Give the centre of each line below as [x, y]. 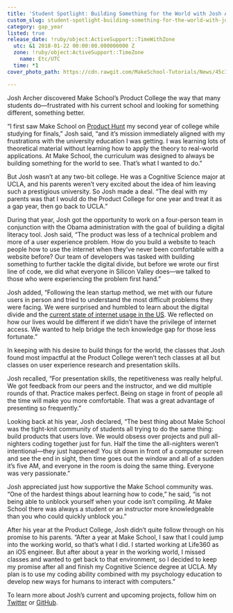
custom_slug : [26, 20]
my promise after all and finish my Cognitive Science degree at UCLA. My [112, 566]
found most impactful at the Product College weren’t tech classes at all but [114, 357]
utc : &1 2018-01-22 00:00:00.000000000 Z [74, 46]
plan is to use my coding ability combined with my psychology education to [115, 574]
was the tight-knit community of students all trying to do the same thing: [110, 429]
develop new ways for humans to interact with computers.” [91, 581]
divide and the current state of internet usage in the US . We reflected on [110, 315]
